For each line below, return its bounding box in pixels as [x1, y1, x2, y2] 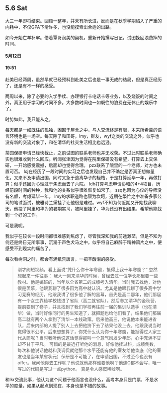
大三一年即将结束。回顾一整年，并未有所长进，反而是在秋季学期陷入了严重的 [5, 17, 162, 24]
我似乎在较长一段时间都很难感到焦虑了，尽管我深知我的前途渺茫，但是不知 [5, 233, 158, 239]
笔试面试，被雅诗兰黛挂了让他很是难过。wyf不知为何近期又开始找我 [13, 199, 153, 205]
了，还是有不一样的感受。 [5, 82, 58, 88]
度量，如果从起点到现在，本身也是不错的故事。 [13, 383, 110, 389]
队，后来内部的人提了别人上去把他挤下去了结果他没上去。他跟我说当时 [17, 322, 162, 328]
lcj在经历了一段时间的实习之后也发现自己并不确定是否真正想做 [23, 168, 151, 174]
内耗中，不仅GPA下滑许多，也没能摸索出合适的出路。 [5, 24, 114, 30]
